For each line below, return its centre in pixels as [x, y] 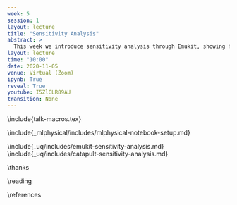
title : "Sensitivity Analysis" [53, 33]
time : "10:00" [28, 60]
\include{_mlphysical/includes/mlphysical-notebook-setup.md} [99, 132]
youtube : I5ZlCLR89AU [39, 92]
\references [24, 195]
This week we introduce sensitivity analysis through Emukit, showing [120, 46]
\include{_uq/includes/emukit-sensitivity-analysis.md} [86, 146]
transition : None [33, 99]
